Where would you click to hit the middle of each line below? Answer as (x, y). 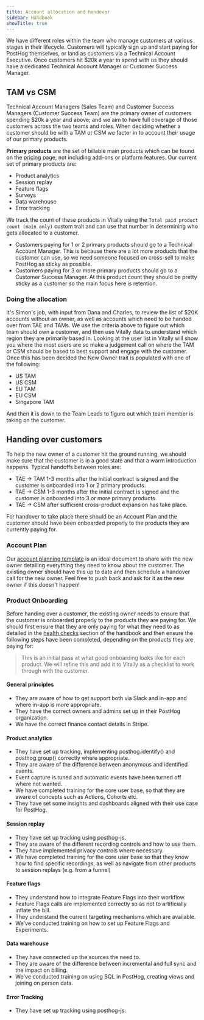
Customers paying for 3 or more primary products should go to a (96, 271)
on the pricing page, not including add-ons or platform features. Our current (102, 158)
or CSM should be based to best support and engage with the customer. (97, 352)
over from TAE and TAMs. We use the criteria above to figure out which (96, 325)
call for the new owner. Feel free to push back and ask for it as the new (95, 578)
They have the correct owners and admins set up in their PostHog (98, 711)
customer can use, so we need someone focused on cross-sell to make (105, 258)
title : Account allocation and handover (58, 12)
